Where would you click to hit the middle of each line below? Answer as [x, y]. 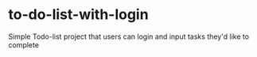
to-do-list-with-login [78, 15]
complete [24, 44]
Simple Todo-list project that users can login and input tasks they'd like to [128, 36]
